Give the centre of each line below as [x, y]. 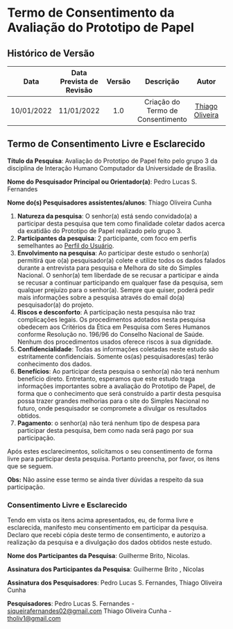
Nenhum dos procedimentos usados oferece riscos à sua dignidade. [115, 342]
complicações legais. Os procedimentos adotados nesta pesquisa [111, 319]
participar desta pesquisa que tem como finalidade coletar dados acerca [121, 223]
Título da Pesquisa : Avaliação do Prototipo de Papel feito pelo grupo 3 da [112, 161]
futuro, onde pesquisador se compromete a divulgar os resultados [112, 408]
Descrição [162, 81]
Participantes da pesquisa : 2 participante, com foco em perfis [107, 238]
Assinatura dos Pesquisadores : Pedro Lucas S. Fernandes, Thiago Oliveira [115, 583]
